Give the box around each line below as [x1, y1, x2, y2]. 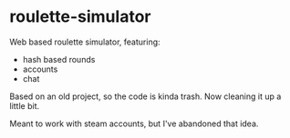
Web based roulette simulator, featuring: [9, 36, 161, 47]
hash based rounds [22, 54, 96, 64]
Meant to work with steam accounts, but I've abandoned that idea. [9, 118, 259, 129]
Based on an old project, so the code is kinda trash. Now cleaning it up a [9, 91, 282, 102]
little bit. [9, 100, 40, 111]
